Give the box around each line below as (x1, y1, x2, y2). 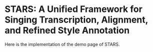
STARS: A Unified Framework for (4, 3, 143, 15)
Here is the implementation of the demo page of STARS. (4, 41, 120, 47)
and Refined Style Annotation (4, 25, 130, 36)
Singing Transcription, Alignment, (4, 14, 148, 25)
